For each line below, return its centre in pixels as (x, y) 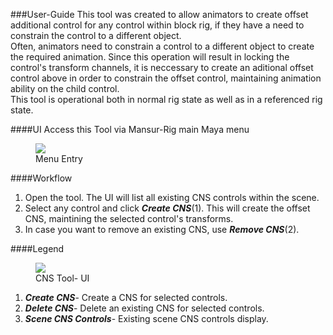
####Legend (37, 248)
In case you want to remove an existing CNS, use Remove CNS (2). (162, 229)
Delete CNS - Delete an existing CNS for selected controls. (144, 308)
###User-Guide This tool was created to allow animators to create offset (159, 14)
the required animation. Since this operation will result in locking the (150, 57)
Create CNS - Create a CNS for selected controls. (126, 297)
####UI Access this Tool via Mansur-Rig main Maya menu (130, 129)
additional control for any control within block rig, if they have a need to (157, 25)
